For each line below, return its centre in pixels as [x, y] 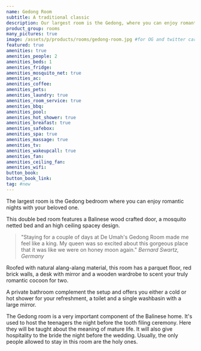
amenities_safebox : [31, 129]
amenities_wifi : [26, 167]
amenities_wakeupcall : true [41, 151]
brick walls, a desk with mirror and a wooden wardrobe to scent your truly [97, 274]
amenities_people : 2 [32, 56]
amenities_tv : [24, 145]
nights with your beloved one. [43, 207]
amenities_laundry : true [37, 95]
